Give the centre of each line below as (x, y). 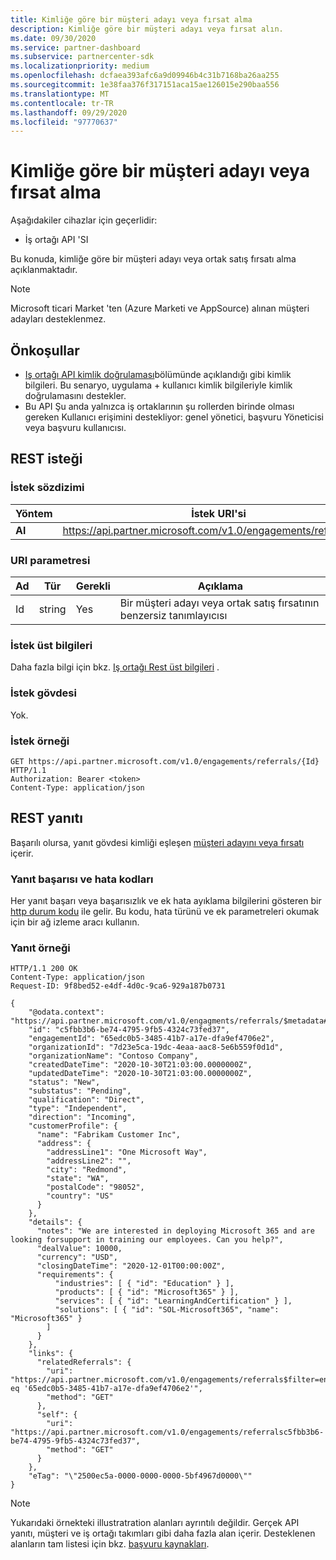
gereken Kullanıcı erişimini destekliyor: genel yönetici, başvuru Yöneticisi (174, 417)
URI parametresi (50, 560)
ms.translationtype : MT (60, 94)
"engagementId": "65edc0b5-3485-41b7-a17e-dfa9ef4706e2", (151, 1039)
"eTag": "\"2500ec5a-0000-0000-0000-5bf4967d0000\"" (140, 1476)
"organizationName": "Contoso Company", (113, 1056)
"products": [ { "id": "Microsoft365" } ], (147, 1292)
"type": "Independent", (78, 1109)
